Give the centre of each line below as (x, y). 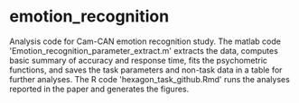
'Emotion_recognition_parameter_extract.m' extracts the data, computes (144, 50)
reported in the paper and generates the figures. (99, 89)
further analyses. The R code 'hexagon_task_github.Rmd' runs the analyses (150, 79)
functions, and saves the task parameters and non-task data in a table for (146, 70)
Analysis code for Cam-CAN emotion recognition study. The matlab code (145, 41)
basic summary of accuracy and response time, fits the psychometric (139, 60)
